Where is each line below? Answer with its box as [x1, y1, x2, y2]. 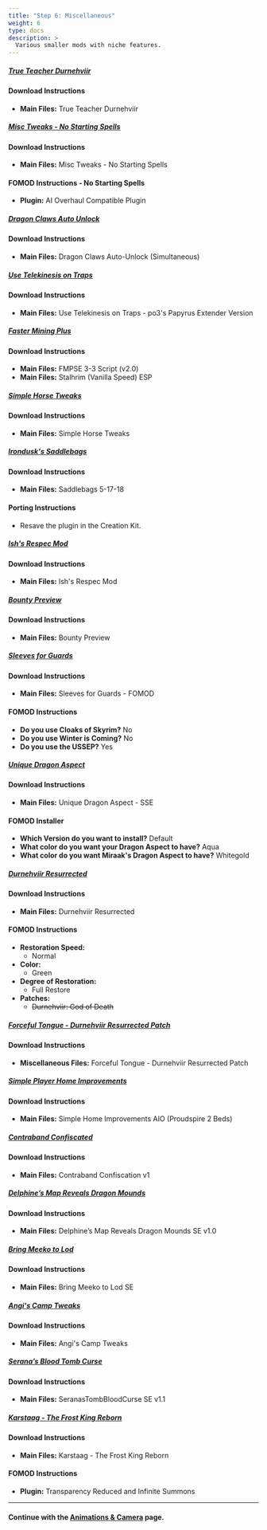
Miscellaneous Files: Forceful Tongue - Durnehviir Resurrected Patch [19, 1057, 249, 1068]
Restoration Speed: [19, 943, 85, 952]
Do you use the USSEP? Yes [19, 742, 114, 751]
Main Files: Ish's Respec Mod [19, 577, 118, 586]
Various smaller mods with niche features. [15, 41, 161, 49]
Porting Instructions [8, 503, 76, 512]
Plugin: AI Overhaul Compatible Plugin [19, 196, 146, 206]
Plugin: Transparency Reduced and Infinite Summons [19, 1486, 195, 1496]
